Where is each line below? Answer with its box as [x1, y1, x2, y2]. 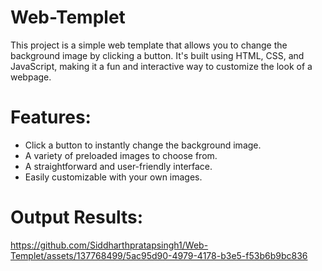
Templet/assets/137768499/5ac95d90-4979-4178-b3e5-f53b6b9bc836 [10, 249, 308, 261]
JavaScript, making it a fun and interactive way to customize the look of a [10, 60, 313, 72]
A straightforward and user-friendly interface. [24, 160, 213, 172]
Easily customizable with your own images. [24, 171, 203, 183]
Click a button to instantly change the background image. [24, 139, 262, 151]
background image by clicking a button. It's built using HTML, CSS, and [10, 49, 305, 61]
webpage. [10, 71, 52, 83]
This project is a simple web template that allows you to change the [10, 39, 288, 51]
